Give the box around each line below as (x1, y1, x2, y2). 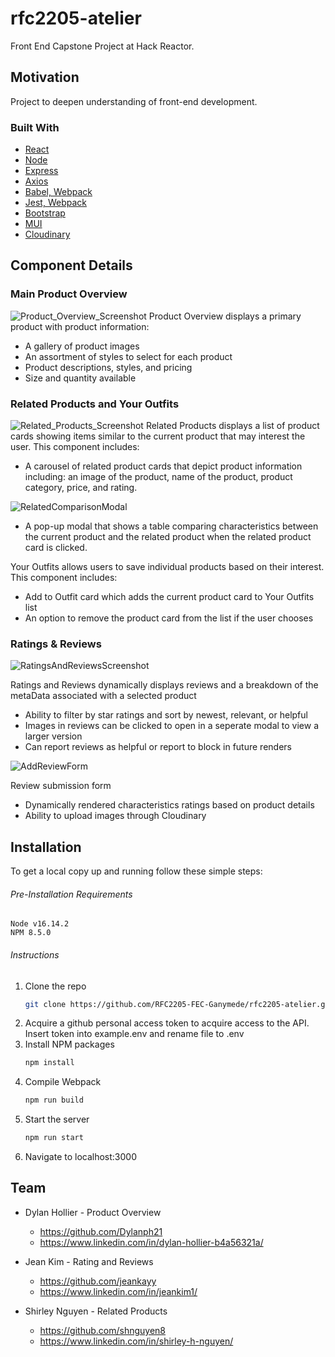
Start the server (24, 1113, 90, 1126)
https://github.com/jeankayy (39, 1275, 157, 1287)
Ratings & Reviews (10, 637, 102, 651)
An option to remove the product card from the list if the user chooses (24, 612, 314, 624)
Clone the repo (24, 980, 87, 992)
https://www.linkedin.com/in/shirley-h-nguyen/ (39, 1335, 234, 1347)
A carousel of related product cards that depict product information (24, 460, 303, 472)
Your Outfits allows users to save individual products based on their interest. (10, 561, 325, 573)
